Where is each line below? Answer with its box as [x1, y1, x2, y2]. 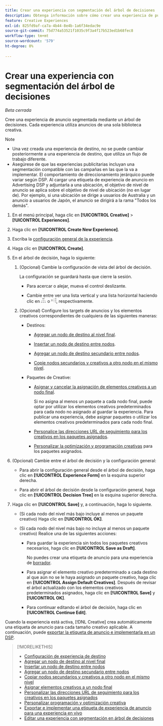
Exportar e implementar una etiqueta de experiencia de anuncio [24, 705, 152, 710]
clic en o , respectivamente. [26, 298, 94, 304]
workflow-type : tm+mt [5, 34, 49, 38]
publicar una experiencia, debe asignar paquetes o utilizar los [33, 414, 157, 420]
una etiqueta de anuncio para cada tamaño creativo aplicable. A [5, 624, 133, 630]
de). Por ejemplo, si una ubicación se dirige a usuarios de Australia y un [12, 192, 156, 198]
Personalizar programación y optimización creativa [24, 700, 126, 706]
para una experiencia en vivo [24, 710, 82, 716]
